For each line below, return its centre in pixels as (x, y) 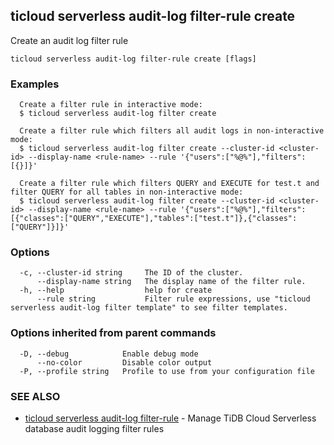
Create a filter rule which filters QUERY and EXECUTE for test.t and (169, 184)
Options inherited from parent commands (113, 333)
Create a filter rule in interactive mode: (111, 105)
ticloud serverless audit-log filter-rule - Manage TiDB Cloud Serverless (170, 418)
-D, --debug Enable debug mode (109, 354)
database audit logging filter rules (94, 428)
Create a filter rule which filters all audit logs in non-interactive (172, 131)
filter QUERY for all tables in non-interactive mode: (127, 192)
